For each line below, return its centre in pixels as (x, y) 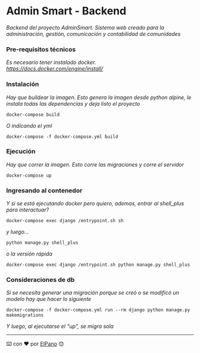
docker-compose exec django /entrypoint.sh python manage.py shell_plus (98, 265)
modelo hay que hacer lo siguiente (49, 299)
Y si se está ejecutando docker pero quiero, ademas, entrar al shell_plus (95, 204)
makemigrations (25, 315)
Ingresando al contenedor (44, 191)
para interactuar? (28, 210)
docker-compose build (33, 115)
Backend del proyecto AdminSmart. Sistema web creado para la (85, 27)
